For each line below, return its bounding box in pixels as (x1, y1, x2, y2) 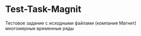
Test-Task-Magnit (5, 3, 82, 15)
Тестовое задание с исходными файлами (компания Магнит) (5, 20, 137, 26)
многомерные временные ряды (5, 25, 74, 31)
